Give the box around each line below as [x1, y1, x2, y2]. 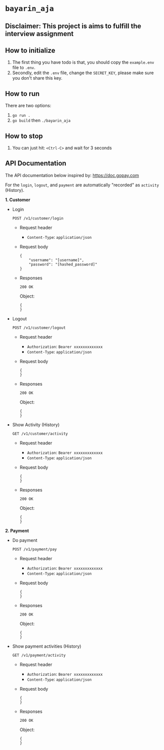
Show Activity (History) [12, 422, 60, 428]
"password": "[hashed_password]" [29, 262, 98, 267]
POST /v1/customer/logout [12, 325, 66, 330]
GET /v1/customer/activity [12, 431, 68, 436]
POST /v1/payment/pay [12, 547, 57, 552]
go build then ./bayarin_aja [12, 118, 71, 124]
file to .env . [12, 65, 36, 71]
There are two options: [5, 103, 51, 109]
